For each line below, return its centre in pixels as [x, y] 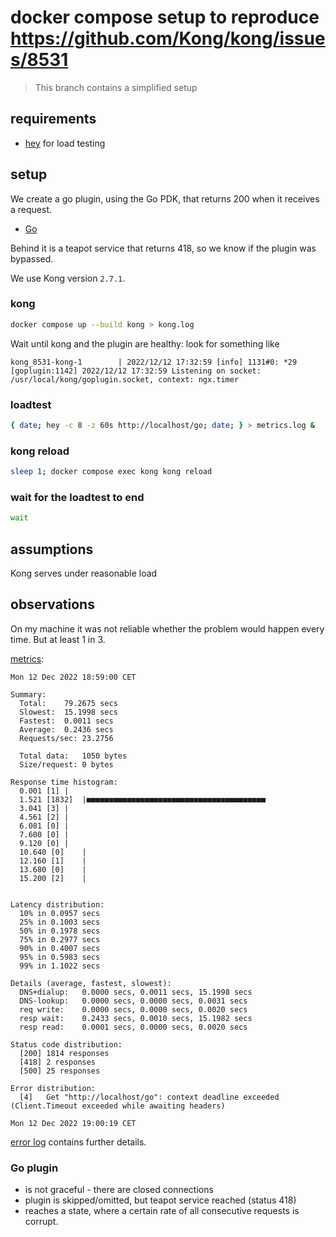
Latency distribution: [57, 904]
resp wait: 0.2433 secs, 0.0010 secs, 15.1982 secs [136, 1018]
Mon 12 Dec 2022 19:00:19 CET [73, 1123]
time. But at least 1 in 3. [58, 639]
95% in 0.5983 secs [60, 957]
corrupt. [41, 1222]
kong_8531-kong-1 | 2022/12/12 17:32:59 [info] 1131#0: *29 [154, 362]
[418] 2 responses [58, 1062]
